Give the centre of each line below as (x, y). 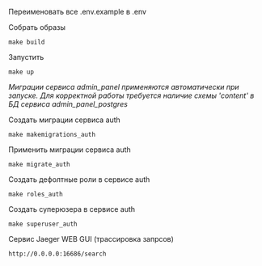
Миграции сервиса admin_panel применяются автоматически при (124, 87)
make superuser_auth (43, 224)
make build (27, 42)
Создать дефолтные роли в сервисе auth (79, 179)
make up (21, 72)
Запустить (26, 57)
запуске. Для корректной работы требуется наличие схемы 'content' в (131, 95)
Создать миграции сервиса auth (65, 120)
